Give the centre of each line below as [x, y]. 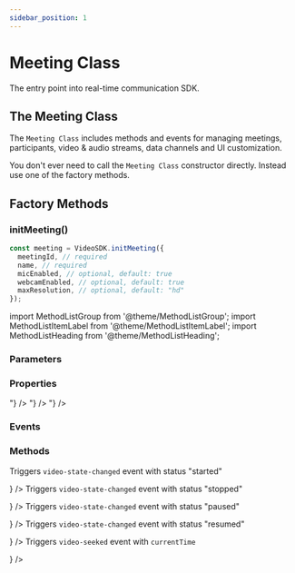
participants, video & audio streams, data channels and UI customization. [146, 148]
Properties [33, 384]
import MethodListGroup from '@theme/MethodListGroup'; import [133, 316]
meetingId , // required [62, 257]
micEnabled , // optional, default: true [95, 273]
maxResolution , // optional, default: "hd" [101, 291]
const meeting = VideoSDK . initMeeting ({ [87, 249]
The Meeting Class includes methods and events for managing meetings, [146, 138]
